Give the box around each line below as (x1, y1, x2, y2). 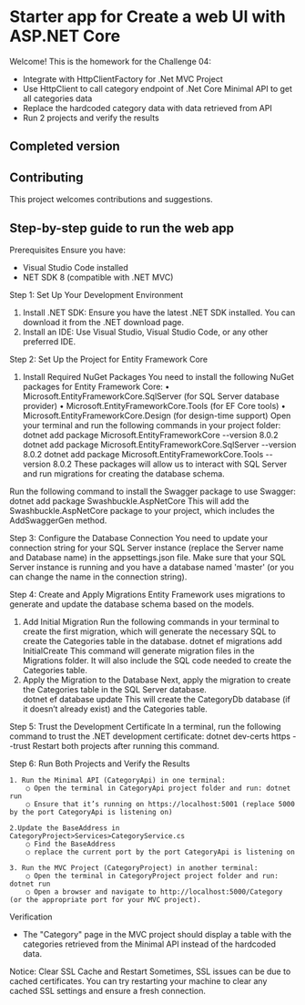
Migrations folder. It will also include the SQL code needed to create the (22, 654, 292, 666)
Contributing (9, 169, 84, 185)
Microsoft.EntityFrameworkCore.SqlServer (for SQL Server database (22, 390, 280, 402)
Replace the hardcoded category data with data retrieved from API (22, 102, 273, 113)
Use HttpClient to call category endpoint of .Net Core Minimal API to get (22, 83, 293, 94)
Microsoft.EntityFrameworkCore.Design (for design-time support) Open (22, 410, 291, 421)
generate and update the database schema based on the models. (9, 599, 255, 610)
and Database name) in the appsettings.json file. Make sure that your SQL (9, 551, 287, 562)
